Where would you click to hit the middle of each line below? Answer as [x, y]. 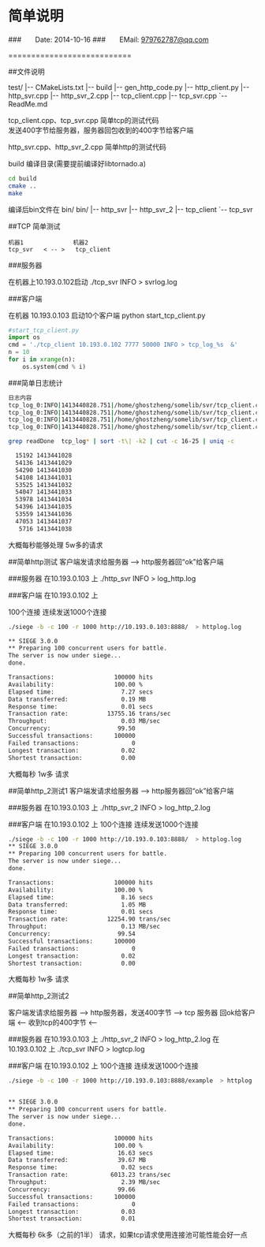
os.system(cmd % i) [54, 367]
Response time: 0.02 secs [81, 1167]
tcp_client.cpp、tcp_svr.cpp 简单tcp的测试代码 [84, 120]
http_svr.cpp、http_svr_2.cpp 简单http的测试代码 [88, 147]
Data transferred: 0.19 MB [77, 699]
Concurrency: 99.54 [72, 934]
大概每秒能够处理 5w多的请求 [56, 545]
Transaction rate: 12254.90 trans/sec [90, 919]
